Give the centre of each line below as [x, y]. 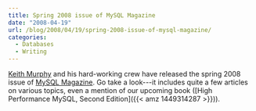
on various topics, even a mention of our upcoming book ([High [110, 90]
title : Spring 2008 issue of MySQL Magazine [82, 15]
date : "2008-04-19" [40, 23]
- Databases [35, 45]
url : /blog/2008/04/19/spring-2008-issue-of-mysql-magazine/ [110, 30]
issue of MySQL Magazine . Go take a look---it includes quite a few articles [128, 82]
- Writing [31, 52]
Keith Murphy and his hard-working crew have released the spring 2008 [124, 74]
